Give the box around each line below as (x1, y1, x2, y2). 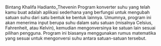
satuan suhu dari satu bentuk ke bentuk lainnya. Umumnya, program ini (5, 15, 152, 20)
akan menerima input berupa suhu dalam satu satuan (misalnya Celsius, (5, 20, 153, 25)
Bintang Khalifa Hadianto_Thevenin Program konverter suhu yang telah (5, 4, 151, 10)
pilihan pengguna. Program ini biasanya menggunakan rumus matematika (5, 30, 156, 36)
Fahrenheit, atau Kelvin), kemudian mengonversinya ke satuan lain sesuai (5, 25, 156, 31)
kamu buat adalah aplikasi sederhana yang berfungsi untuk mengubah (5, 9, 150, 15)
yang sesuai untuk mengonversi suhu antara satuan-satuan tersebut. (5, 35, 147, 41)
